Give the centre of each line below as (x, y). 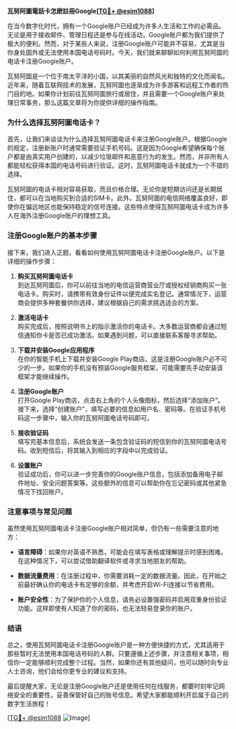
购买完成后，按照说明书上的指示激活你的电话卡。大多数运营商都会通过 (119, 326)
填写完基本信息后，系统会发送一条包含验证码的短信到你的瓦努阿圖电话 (119, 441)
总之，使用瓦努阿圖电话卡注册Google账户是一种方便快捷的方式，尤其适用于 (116, 645)
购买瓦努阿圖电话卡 (45, 276)
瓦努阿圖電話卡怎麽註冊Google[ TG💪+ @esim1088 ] (81, 11)
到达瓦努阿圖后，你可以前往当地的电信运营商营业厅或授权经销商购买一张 (122, 285)
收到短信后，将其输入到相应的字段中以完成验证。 (101, 450)
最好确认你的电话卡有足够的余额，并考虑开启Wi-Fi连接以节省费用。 (121, 584)
